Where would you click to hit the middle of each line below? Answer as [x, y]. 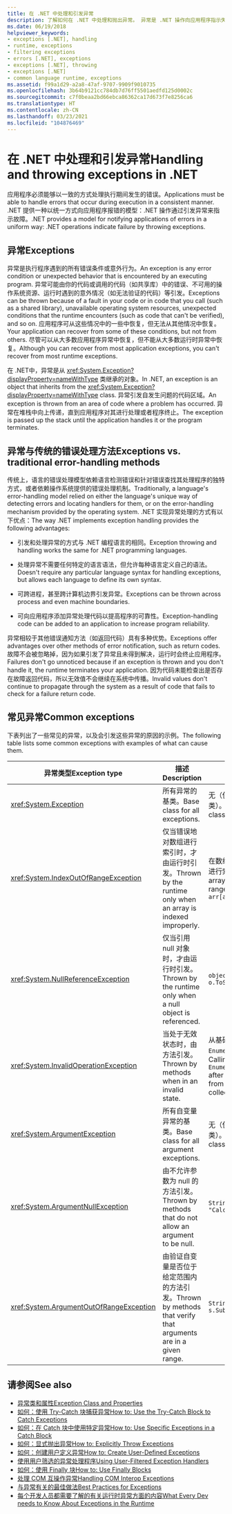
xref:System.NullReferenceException [70, 978]
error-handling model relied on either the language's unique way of [103, 496]
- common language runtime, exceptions [65, 78]
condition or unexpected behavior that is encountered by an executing [107, 276]
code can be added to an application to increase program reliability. [113, 624]
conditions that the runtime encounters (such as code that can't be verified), [116, 316]
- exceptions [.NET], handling [52, 39]
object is [176, 1012]
